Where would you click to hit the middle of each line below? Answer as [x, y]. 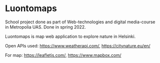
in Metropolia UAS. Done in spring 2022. [45, 27]
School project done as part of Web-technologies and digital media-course [80, 22]
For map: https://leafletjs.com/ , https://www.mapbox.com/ [63, 55]
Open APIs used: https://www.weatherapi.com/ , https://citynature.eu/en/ [78, 46]
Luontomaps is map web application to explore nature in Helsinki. [70, 36]
